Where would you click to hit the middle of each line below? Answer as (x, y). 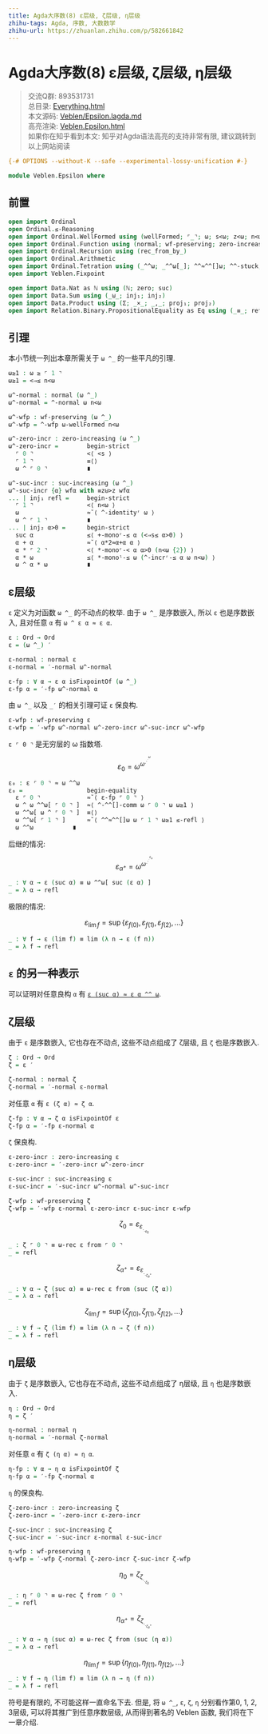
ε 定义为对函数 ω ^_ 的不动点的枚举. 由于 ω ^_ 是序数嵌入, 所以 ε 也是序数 (128, 613)
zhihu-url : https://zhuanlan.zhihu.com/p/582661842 (96, 30)
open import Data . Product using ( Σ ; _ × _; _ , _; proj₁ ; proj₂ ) (112, 303)
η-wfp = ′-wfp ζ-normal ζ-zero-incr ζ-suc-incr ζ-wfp (100, 1559)
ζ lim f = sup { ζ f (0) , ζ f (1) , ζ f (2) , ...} (134, 1312)
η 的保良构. (26, 1492)
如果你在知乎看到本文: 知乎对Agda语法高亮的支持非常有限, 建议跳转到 (142, 136)
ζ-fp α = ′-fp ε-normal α (51, 1126)
